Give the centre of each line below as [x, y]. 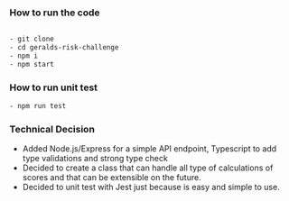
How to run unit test [53, 87]
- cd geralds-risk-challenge [64, 48]
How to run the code [55, 13]
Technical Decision [52, 129]
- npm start [32, 64]
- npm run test [38, 106]
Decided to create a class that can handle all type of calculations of [148, 168]
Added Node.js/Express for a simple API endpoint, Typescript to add [149, 149]
